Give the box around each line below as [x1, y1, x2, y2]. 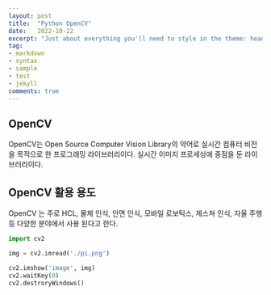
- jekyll [8, 79, 38, 87]
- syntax [8, 57, 38, 65]
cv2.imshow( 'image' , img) [8, 263, 95, 272]
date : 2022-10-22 [8, 27, 74, 35]
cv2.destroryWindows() [8, 279, 85, 287]
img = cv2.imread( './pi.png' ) [8, 249, 110, 257]
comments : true [8, 86, 60, 95]
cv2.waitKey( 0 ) [8, 272, 60, 280]
